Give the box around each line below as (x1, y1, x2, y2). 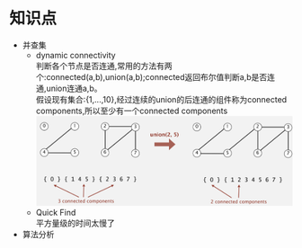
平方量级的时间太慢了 (35, 217, 115, 228)
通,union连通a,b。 (35, 83, 102, 93)
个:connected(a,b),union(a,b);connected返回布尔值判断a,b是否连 (35, 71, 276, 82)
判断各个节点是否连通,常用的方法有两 (35, 60, 173, 71)
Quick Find (35, 207, 76, 217)
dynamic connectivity (35, 49, 116, 60)
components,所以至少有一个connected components (35, 105, 228, 116)
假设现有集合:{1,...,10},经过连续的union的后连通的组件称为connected (35, 93, 288, 104)
